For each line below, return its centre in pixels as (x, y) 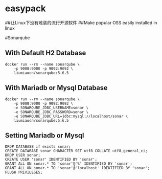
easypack (25, 9)
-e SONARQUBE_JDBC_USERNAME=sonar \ (51, 108)
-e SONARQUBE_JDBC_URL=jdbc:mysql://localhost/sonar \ (71, 116)
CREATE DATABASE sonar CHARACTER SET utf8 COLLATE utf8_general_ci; (76, 151)
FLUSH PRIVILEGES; (24, 172)
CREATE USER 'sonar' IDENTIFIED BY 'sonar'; (51, 159)
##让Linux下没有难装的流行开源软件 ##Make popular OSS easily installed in (81, 22)
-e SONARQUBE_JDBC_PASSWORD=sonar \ (51, 112)
